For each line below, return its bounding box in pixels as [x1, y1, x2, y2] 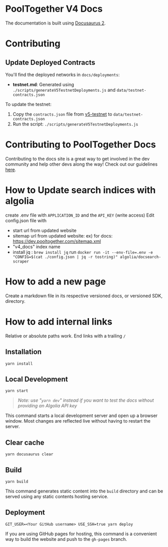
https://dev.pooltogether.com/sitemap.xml [12, 238, 101, 244]
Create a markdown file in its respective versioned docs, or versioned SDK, [5, 293, 163, 299]
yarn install [5, 361, 33, 366]
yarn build [5, 479, 29, 484]
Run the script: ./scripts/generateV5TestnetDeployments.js [12, 121, 138, 127]
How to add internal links [5, 316, 113, 327]
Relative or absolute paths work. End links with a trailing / [5, 332, 126, 339]
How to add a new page [5, 276, 106, 287]
